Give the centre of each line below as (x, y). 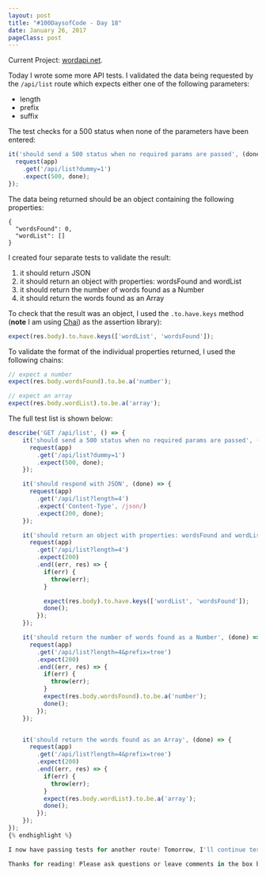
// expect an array (40, 396)
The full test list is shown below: (61, 418)
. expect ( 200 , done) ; (70, 513)
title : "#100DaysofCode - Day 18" (65, 23)
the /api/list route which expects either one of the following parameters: (129, 84)
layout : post (30, 15)
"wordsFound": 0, (44, 229)
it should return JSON (55, 272)
